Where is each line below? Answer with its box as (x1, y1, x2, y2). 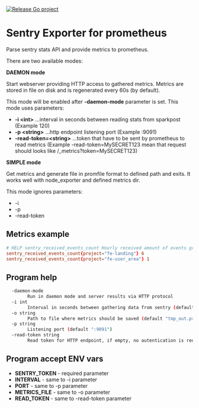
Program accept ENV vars (6, 354, 104, 364)
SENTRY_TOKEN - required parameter (14, 370, 109, 377)
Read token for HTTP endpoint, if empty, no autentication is (27, 338, 184, 343)
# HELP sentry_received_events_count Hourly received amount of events (6, 245, 187, 251)
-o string (11, 310, 36, 316)
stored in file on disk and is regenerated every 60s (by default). (6, 86, 161, 94)
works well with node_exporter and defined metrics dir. (6, 176, 140, 184)
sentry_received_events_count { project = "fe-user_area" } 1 (6, 256, 150, 262)
